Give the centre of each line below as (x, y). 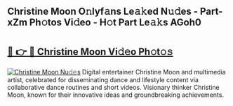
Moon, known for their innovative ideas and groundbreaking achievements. (116, 95)
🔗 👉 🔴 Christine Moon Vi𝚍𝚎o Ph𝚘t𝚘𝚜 (90, 52)
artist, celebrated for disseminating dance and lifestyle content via (103, 80)
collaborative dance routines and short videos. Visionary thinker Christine (113, 87)
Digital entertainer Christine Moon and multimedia (154, 72)
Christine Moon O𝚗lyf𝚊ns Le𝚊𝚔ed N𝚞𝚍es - (103, 12)
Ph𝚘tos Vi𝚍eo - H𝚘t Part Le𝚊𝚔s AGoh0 (115, 23)
